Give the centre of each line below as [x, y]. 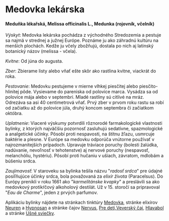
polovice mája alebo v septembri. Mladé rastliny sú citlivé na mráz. [75, 97]
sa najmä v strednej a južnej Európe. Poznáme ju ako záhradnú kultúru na [82, 40]
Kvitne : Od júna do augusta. [34, 61]
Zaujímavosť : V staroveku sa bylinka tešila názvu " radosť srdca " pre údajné [84, 171]
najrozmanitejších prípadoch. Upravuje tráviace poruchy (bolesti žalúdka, [82, 145]
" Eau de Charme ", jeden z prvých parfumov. [52, 192]
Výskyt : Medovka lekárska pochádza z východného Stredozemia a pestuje [83, 35]
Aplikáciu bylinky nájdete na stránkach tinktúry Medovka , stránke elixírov [81, 203]
